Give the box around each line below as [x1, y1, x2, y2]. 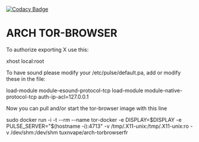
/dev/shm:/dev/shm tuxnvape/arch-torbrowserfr [10, 128, 128, 136]
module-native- [144, 87, 183, 94]
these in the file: [6, 75, 46, 83]
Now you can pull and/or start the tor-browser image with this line [6, 105, 168, 112]
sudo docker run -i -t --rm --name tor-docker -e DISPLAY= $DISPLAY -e [6, 116, 182, 123]
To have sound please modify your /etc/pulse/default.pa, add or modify [6, 69, 181, 76]
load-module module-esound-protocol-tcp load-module [6, 87, 144, 94]
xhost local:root [6, 57, 45, 65]
